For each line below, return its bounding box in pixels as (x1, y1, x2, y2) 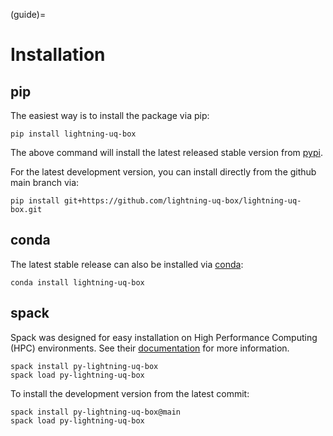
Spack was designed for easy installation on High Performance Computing (10, 331, 318, 343)
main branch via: (10, 177, 80, 188)
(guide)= (10, 9, 47, 20)
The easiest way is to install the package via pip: (10, 110, 210, 121)
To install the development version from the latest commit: (10, 387, 250, 399)
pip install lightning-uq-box (10, 129, 137, 139)
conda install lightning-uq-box (10, 277, 145, 288)
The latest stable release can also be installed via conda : (10, 258, 244, 270)
